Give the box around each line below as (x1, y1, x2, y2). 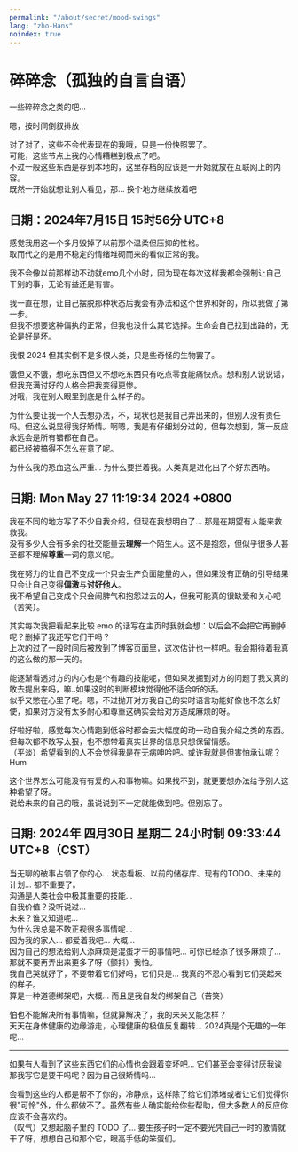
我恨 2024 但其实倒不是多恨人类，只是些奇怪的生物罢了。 (9, 350, 220, 361)
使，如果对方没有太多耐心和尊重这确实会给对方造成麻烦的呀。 (9, 706, 235, 716)
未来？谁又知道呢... (9, 912, 79, 923)
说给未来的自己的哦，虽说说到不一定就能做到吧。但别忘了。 (9, 797, 227, 808)
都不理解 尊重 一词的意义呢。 (16, 548, 118, 560)
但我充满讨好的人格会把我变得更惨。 (9, 380, 142, 391)
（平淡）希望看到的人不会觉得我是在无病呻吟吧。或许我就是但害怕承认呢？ (9, 747, 281, 757)
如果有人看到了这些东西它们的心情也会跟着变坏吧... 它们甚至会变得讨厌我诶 (9, 1059, 283, 1069)
